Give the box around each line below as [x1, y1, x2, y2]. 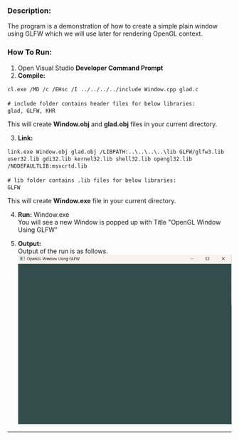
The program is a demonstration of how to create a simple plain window [7, 22, 218, 31]
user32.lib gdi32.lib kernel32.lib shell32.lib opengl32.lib [7, 155, 193, 163]
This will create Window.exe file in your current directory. [7, 196, 176, 205]
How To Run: [7, 47, 52, 57]
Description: [7, 6, 51, 16]
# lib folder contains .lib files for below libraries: [7, 177, 176, 184]
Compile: [17, 71, 46, 80]
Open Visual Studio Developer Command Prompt [17, 63, 164, 72]
